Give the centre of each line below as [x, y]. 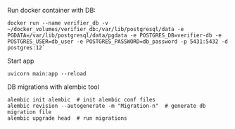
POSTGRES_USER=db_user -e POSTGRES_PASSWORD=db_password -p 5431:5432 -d [118, 42]
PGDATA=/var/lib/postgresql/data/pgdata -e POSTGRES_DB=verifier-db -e [114, 35]
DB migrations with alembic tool [53, 87]
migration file [30, 112]
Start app [21, 61]
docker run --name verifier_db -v [58, 23]
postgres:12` [26, 48]
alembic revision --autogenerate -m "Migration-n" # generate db [107, 106]
